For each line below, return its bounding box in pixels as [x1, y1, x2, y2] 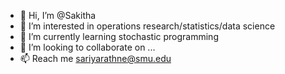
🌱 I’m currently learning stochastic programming [19, 31, 219, 42]
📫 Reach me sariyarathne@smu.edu [19, 53, 172, 64]
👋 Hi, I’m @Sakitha [19, 10, 97, 21]
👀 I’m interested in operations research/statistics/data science [19, 20, 276, 32]
